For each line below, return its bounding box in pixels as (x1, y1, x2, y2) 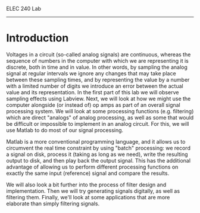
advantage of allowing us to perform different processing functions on (6, 163, 179, 170)
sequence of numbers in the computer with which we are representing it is (6, 57, 189, 64)
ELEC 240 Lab (6, 5, 42, 12)
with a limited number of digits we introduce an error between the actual (6, 82, 183, 90)
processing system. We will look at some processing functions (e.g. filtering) (6, 107, 194, 115)
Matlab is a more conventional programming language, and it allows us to (6, 138, 186, 145)
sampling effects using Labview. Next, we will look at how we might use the (6, 95, 191, 102)
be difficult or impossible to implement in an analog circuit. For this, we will (6, 120, 189, 127)
